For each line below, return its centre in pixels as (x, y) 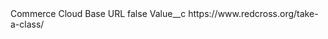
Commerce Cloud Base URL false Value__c (98, 13)
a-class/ (27, 24)
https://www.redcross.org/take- (253, 13)
